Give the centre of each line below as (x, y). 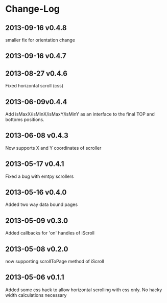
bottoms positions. (25, 120)
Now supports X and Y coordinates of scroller (53, 148)
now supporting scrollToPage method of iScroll (55, 262)
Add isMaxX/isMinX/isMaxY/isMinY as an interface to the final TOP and (80, 114)
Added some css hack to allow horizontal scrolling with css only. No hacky (84, 290)
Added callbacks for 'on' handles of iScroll (50, 233)
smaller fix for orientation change (40, 40)
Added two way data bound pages (42, 204)
